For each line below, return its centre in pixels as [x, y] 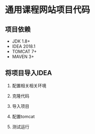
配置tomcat [23, 116]
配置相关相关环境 [29, 86]
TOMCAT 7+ [24, 52]
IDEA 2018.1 [24, 46]
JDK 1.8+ [21, 41]
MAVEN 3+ [23, 57]
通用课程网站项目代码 [48, 10]
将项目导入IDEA [29, 73]
